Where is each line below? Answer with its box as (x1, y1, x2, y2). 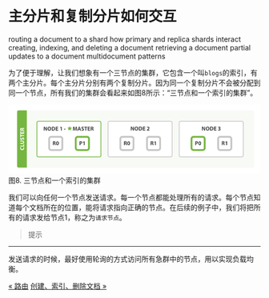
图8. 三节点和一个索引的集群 (8, 175, 102, 185)
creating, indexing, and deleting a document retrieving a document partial (8, 42, 251, 52)
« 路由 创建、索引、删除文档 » (8, 281, 107, 291)
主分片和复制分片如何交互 (8, 7, 178, 26)
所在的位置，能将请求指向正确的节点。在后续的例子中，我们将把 (42, 202, 254, 212)
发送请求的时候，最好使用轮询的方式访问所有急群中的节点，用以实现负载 (8, 254, 247, 264)
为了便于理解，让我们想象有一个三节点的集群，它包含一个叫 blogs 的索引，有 (8, 67, 258, 77)
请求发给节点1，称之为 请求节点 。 (22, 212, 126, 222)
